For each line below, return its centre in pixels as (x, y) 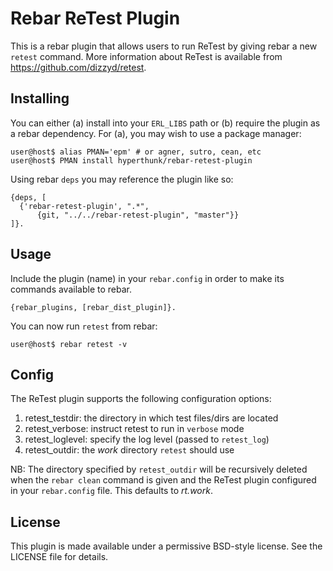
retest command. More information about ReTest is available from (146, 56)
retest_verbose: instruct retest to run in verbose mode (134, 429)
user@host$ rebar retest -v (69, 344)
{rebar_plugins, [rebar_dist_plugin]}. (93, 307)
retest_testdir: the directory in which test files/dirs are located (151, 418)
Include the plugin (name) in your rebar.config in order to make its (147, 278)
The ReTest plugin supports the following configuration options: (141, 399)
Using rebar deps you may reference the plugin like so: (122, 179)
